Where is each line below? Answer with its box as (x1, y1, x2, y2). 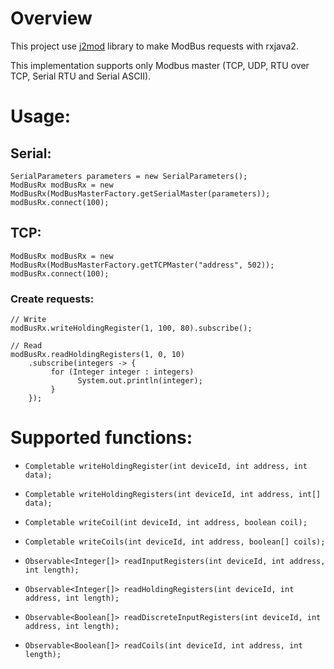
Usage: (10, 105, 72, 128)
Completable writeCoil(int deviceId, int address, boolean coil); (24, 517, 308, 527)
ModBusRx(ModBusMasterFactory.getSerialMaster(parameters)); (10, 188, 271, 199)
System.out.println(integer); (77, 376, 203, 386)
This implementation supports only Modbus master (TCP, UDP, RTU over (10, 59, 310, 71)
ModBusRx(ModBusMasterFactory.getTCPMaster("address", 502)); (10, 260, 275, 270)
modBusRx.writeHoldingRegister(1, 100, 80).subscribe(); (10, 323, 253, 334)
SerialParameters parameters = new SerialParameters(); (10, 171, 248, 181)
